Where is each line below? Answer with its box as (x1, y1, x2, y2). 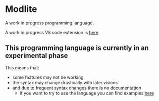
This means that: (5, 64, 40, 70)
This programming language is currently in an (5, 44, 149, 52)
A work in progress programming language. (5, 20, 94, 26)
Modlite (5, 3, 37, 15)
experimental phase (5, 51, 68, 60)
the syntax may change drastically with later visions (12, 79, 118, 85)
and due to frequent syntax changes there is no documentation (12, 85, 142, 91)
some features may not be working (12, 74, 84, 80)
